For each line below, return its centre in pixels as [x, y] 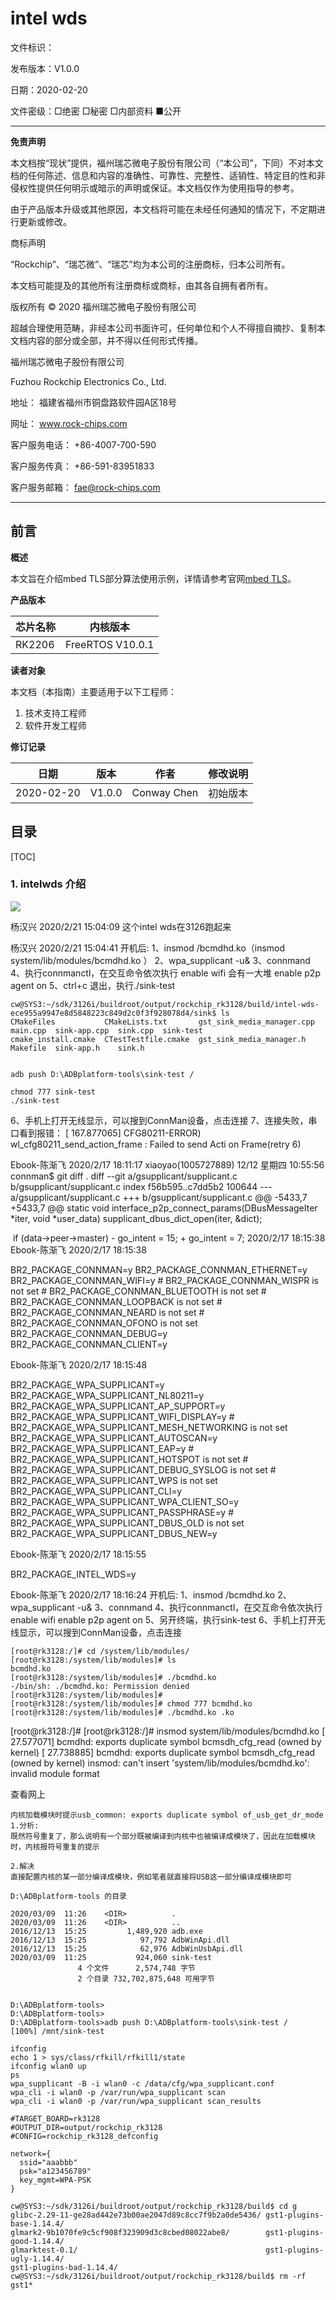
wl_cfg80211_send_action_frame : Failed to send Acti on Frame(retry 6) [156, 1144]
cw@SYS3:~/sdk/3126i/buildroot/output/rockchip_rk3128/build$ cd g [154, 2206]
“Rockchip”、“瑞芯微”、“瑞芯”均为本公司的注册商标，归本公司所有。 [150, 264]
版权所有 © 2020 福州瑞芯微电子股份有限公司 [103, 306]
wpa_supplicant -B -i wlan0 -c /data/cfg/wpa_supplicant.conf [142, 2083]
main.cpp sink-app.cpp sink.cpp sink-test [106, 1030]
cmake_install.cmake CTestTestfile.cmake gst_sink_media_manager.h [158, 1039]
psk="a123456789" [55, 2171]
